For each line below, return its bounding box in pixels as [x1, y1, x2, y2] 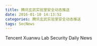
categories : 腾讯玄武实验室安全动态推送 [5, 16, 81, 21]
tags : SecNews [5, 21, 35, 26]
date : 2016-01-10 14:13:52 [5, 12, 62, 17]
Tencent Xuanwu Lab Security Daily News [5, 35, 92, 41]
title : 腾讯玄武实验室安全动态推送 [5, 7, 70, 12]
